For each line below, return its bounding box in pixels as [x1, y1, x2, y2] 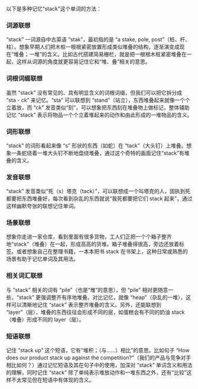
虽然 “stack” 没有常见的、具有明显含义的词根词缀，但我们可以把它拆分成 [6, 89, 182, 96]
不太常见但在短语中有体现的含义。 [11, 377, 95, 384]
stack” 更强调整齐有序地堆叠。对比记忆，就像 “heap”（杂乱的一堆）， [18, 294, 186, 301]
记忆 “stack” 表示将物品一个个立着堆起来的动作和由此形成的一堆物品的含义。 [6, 111, 193, 118]
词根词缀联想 [6, 75, 43, 83]
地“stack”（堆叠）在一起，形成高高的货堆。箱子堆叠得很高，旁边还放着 [6, 240, 179, 247]
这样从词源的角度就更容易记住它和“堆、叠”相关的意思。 [16, 58, 151, 65]
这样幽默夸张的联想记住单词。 [6, 202, 79, 210]
